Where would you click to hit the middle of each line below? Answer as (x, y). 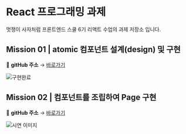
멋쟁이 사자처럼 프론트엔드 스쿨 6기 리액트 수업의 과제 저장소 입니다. (84, 29)
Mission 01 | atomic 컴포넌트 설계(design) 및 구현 (93, 49)
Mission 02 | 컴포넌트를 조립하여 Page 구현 (81, 97)
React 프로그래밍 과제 (56, 12)
